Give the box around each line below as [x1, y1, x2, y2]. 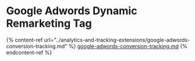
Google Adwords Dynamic [6, 4, 138, 18]
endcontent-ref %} [6, 49, 52, 56]
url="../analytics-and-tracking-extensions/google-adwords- [44, 36, 190, 43]
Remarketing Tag [6, 17, 92, 30]
